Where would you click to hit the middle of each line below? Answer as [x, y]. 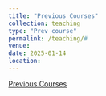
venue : [19, 46]
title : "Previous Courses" [53, 16]
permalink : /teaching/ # [48, 38]
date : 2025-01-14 [37, 53]
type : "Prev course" [43, 31]
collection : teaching [45, 23]
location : [25, 61]
